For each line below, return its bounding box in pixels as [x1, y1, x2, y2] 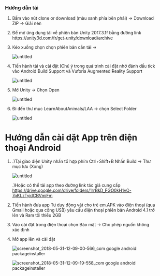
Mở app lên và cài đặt [12, 236, 56, 242]
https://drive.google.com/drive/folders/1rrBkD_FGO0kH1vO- [12, 187, 131, 193]
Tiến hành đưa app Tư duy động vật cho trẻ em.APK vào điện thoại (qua [12, 202, 156, 208]
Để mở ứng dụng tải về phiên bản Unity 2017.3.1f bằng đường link [12, 30, 142, 36]
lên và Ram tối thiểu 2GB [12, 213, 61, 218]
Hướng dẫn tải [5, 4, 39, 11]
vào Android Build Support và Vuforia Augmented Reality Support [12, 68, 143, 74]
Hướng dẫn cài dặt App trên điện [5, 132, 138, 143]
